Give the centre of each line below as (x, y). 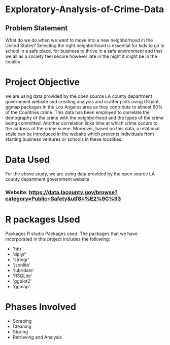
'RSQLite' (22, 276)
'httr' (18, 249)
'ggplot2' (22, 281)
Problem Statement (37, 28)
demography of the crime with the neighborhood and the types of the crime (84, 118)
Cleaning (22, 326)
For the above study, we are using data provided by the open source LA (80, 174)
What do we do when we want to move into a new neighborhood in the (79, 40)
